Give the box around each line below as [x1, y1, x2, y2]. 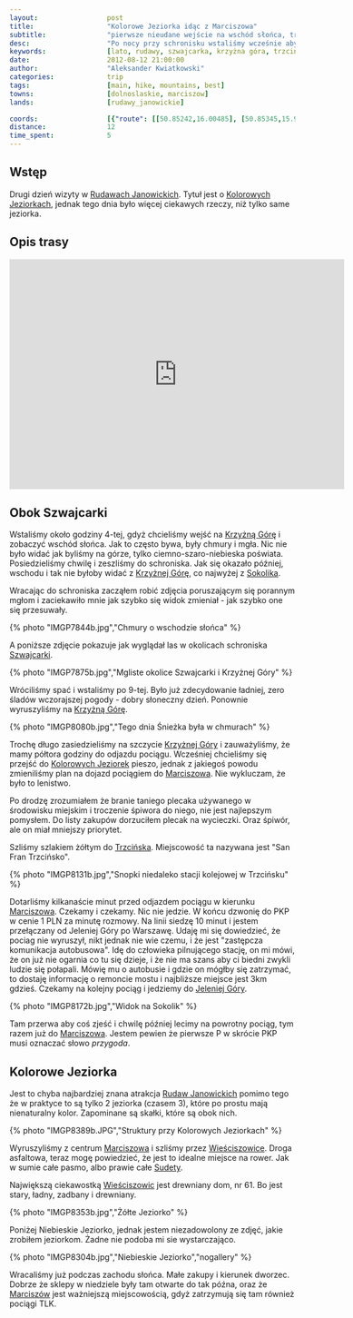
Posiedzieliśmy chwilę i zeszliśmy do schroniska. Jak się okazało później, [9, 558, 284, 569]
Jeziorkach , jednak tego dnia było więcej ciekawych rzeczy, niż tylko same [9, 198, 290, 209]
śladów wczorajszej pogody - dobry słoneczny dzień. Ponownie [9, 694, 249, 705]
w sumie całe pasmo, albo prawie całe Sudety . [9, 1162, 183, 1173]
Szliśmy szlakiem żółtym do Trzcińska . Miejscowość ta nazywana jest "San [9, 842, 290, 853]
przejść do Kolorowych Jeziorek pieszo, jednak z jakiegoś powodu [9, 758, 259, 769]
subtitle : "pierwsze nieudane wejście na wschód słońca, [9, 30, 286, 39]
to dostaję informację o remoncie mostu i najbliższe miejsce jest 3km [9, 974, 268, 985]
